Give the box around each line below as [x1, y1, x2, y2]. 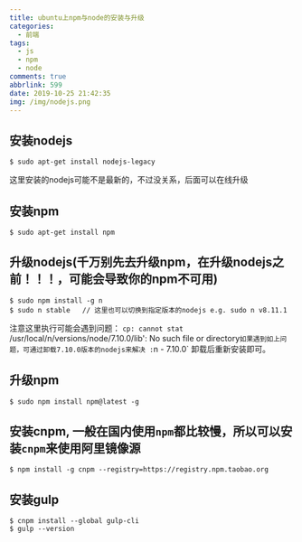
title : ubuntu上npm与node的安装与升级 [9, 13, 145, 23]
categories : [9, 22, 54, 31]
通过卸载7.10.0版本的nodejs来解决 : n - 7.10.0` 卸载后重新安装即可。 [29, 343, 271, 354]
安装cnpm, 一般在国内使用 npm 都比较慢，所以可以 [9, 424, 281, 439]
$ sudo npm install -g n [9, 295, 103, 305]
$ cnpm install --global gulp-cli [9, 517, 140, 526]
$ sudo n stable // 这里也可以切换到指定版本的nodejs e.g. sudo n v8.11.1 [9, 305, 288, 314]
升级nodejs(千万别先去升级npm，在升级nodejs [9, 255, 273, 270]
